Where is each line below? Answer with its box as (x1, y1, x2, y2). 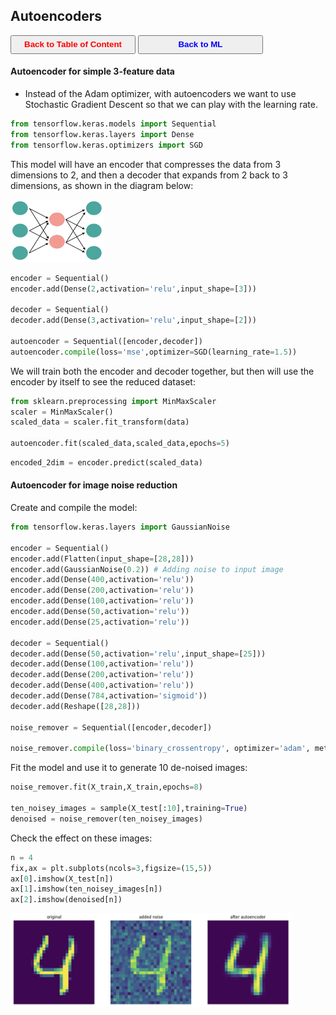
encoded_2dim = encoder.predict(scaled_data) (10, 458, 203, 468)
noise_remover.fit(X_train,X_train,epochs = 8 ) (10, 782, 203, 793)
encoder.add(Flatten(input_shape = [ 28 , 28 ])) (10, 554, 195, 564)
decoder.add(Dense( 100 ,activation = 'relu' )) (10, 659, 195, 669)
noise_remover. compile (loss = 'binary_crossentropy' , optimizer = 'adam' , (10, 744, 311, 754)
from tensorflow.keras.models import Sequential (10, 119, 217, 129)
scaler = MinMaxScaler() (10, 407, 114, 417)
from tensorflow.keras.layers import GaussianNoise (10, 522, 230, 533)
